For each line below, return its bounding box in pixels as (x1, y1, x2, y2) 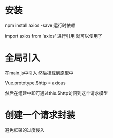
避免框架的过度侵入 (5, 127, 45, 133)
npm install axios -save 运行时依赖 (5, 22, 76, 28)
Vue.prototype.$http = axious (5, 80, 66, 86)
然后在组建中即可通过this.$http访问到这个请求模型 (5, 90, 108, 96)
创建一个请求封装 (5, 110, 76, 121)
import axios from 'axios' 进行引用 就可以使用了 (5, 33, 103, 39)
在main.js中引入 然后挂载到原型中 (5, 70, 74, 76)
